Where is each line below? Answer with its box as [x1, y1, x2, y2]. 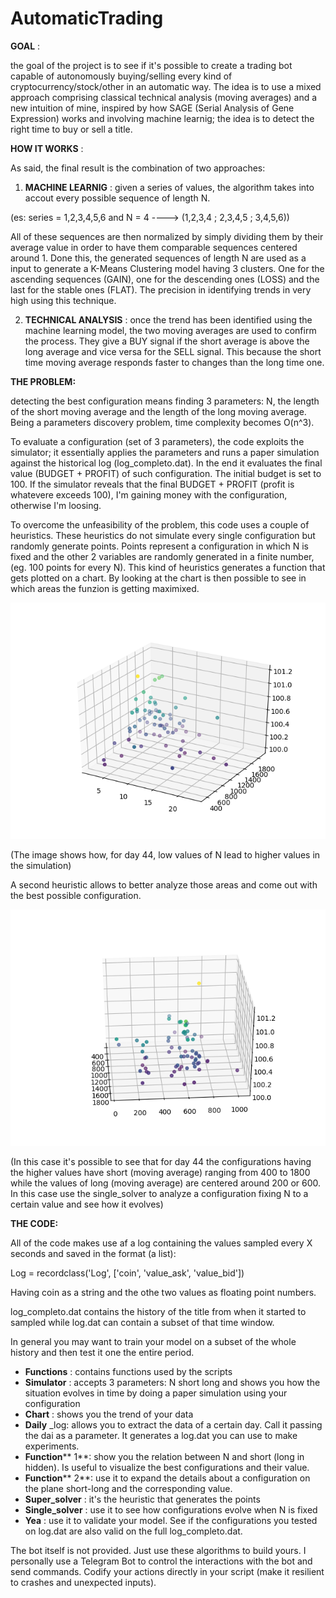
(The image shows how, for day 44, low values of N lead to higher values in [10, 848, 321, 861]
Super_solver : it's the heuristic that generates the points [24, 1493, 261, 1505]
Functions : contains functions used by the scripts [24, 1365, 233, 1377]
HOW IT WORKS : [10, 142, 84, 154]
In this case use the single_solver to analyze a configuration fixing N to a [10, 1187, 309, 1199]
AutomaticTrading [10, 7, 164, 30]
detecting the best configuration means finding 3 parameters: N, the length [10, 395, 320, 407]
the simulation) [10, 859, 72, 871]
